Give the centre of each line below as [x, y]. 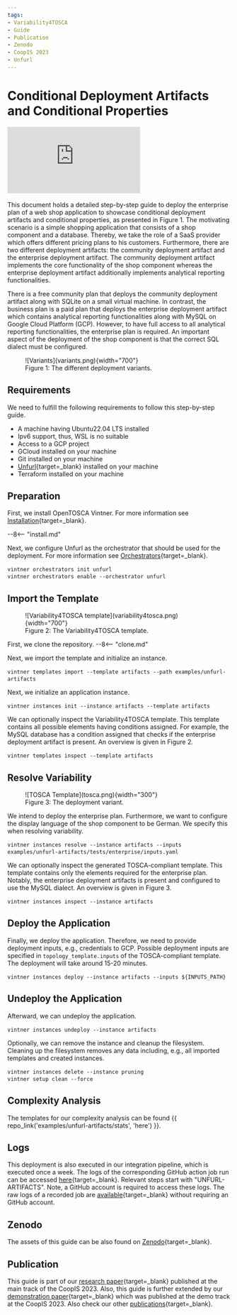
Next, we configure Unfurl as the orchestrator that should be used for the [114, 548]
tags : [15, 15]
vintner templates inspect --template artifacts [80, 756]
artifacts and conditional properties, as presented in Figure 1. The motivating [118, 219]
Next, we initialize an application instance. [68, 693]
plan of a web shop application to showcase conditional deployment [106, 212]
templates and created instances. [56, 1058]
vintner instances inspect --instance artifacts [80, 902]
